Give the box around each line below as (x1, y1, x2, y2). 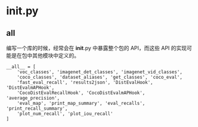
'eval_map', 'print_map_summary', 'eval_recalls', (17, 100, 146, 106)
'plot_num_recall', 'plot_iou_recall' (17, 111, 113, 117)
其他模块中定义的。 (32, 52, 79, 59)
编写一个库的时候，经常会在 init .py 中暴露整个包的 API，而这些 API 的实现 (6, 45, 187, 51)
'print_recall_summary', (6, 106, 68, 111)
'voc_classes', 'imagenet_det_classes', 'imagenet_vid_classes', (17, 69, 183, 75)
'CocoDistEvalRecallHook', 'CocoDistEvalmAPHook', (17, 90, 146, 96)
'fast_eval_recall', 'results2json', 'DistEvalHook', (17, 79, 153, 85)
